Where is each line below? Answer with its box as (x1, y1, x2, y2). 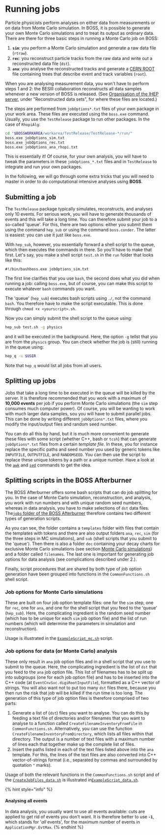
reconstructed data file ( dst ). (12, 60, 71, 66)
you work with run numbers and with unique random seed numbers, (5, 500, 142, 506)
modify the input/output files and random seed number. (5, 421, 117, 427)
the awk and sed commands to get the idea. (5, 462, 92, 468)
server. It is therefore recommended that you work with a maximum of (5, 395, 146, 401)
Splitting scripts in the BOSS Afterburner (5, 476, 132, 485)
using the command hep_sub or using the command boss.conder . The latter (5, 227, 156, 233)
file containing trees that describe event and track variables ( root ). (12, 71, 147, 77)
